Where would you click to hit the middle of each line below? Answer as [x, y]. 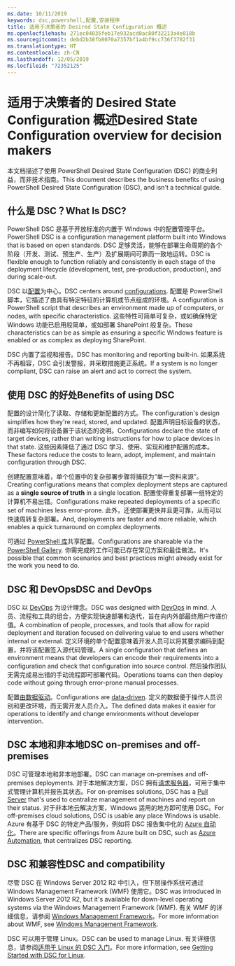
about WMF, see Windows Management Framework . [83, 924]
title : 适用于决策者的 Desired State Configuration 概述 [87, 27]
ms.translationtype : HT [42, 46]
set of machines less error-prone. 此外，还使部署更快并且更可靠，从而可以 [115, 510]
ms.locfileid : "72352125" [45, 66]
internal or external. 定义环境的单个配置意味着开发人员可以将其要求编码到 [113, 641]
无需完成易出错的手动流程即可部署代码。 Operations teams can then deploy [115, 675]
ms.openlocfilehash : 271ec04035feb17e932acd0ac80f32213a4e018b [101, 33]
